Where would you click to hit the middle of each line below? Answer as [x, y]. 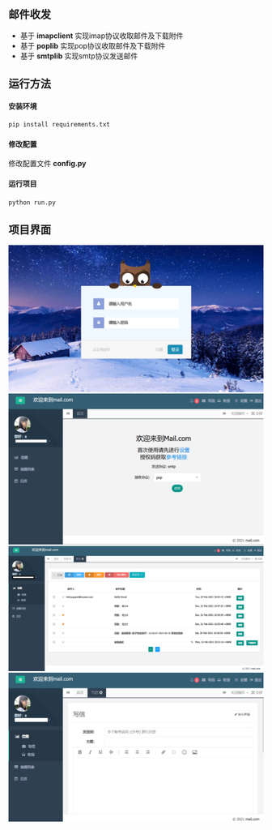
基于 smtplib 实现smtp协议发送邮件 [79, 56]
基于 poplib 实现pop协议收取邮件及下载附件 [93, 45]
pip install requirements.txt [59, 125]
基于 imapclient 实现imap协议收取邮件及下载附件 [102, 36]
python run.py [32, 202]
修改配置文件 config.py [47, 164]
